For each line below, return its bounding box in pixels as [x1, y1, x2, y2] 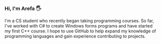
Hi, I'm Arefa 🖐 [4, 5, 42, 12]
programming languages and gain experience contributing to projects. [4, 33, 146, 39]
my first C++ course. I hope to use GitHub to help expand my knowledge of [4, 28, 156, 34]
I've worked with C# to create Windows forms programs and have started [4, 23, 153, 29]
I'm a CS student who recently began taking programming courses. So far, [4, 18, 155, 24]
